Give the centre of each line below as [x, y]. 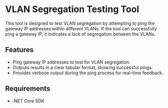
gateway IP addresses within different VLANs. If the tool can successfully [81, 28]
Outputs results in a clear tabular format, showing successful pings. [82, 67]
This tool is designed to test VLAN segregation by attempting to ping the [80, 23]
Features [19, 50]
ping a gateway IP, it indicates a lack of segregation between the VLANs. [80, 34]
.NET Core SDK [28, 101]
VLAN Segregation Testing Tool [72, 9]
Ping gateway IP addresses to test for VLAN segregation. [71, 62]
